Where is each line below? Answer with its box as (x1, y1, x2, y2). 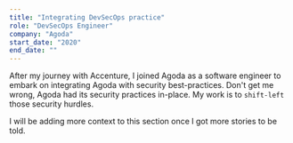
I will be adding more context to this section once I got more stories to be (9, 116, 278, 127)
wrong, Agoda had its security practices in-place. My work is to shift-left (9, 90, 285, 100)
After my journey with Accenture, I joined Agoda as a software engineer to (9, 70, 281, 81)
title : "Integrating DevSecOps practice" (9, 12, 166, 22)
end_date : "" (9, 46, 58, 55)
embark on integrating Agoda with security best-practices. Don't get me (9, 80, 274, 91)
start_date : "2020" (9, 37, 82, 47)
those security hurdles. (9, 99, 94, 109)
